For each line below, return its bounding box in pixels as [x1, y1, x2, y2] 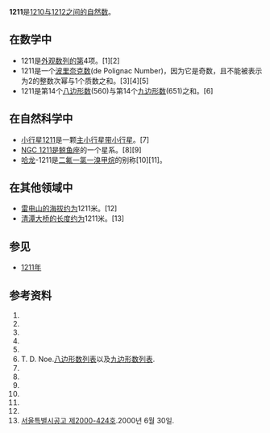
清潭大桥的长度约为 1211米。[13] [20, 214, 124, 223]
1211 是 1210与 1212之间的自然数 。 [9, 7, 116, 16]
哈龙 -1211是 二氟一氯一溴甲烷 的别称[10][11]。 [20, 155, 168, 164]
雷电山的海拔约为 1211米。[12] [20, 204, 118, 214]
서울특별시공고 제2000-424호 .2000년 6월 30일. [20, 416, 175, 426]
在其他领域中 [9, 181, 73, 195]
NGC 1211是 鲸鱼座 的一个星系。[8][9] [20, 144, 142, 155]
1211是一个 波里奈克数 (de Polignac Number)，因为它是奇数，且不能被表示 [20, 65, 263, 75]
